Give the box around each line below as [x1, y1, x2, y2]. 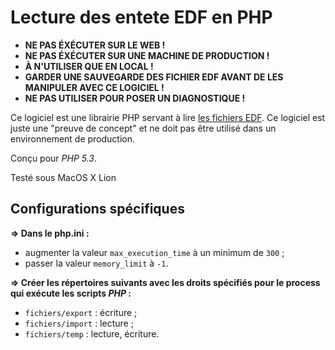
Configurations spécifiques [10, 201, 185, 218]
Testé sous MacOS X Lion [10, 171, 117, 183]
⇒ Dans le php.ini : [10, 227, 90, 239]
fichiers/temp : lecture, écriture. [24, 327, 160, 340]
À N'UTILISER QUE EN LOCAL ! [24, 60, 154, 72]
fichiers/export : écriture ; [24, 306, 138, 318]
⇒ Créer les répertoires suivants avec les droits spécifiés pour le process [10, 276, 321, 288]
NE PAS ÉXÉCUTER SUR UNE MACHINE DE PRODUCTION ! [24, 49, 270, 61]
